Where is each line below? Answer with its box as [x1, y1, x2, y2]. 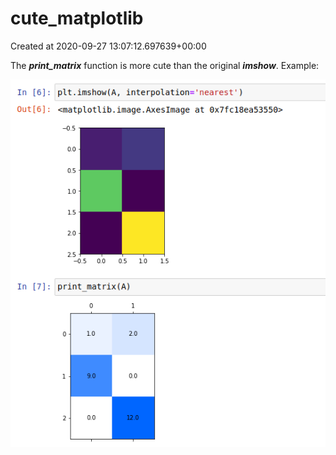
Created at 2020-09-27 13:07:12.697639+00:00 [10, 40, 207, 52]
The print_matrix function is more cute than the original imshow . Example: [10, 59, 320, 71]
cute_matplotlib [10, 7, 144, 30]
